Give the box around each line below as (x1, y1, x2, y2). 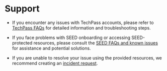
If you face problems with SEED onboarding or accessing (12, 34, 131, 40)
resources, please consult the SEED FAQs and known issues (33, 39, 158, 45)
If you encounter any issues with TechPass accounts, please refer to (12, 19, 154, 25)
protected (12, 39, 33, 45)
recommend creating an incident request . (12, 60, 98, 66)
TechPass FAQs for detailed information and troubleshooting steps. (12, 24, 151, 30)
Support (5, 3, 40, 14)
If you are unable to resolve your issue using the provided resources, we (12, 54, 162, 60)
